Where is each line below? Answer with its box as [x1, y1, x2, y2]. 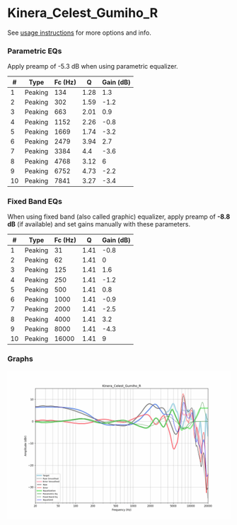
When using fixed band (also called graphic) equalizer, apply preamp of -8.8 [7, 212, 231, 221]
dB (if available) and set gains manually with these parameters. [7, 220, 191, 229]
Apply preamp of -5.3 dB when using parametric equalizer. [7, 62, 178, 71]
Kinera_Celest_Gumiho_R [7, 5, 158, 21]
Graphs [7, 354, 33, 364]
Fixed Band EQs [7, 196, 62, 206]
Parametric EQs [7, 46, 62, 56]
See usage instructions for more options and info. [7, 28, 152, 37]
